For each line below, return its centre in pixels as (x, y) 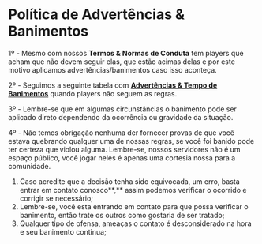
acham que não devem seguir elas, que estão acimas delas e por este (122, 62)
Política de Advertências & (97, 15)
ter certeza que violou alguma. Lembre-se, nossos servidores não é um (124, 149)
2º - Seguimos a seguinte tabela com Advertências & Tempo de (113, 85)
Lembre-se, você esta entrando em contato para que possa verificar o (134, 206)
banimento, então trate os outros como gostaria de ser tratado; (122, 215)
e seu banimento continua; (63, 231)
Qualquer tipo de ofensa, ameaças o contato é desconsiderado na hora (135, 223)
